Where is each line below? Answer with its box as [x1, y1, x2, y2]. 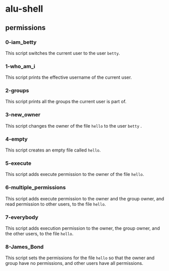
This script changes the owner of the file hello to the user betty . [5, 123, 142, 129]
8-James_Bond [5, 243, 44, 250]
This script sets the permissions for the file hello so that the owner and [5, 255, 155, 261]
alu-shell [5, 3, 43, 15]
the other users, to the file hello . [5, 230, 74, 236]
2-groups [5, 87, 30, 94]
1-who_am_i [5, 63, 36, 70]
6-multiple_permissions [5, 184, 66, 191]
